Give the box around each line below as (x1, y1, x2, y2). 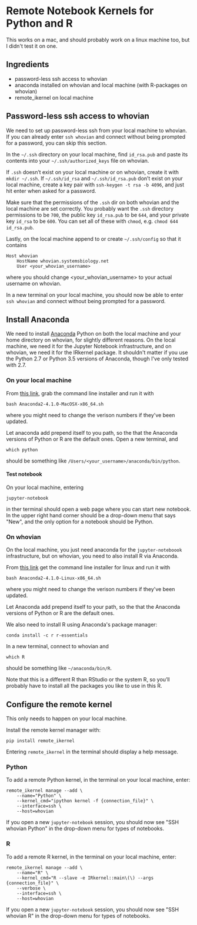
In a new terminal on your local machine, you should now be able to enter (6, 291, 183, 299)
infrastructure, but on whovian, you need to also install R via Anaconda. (6, 553, 179, 560)
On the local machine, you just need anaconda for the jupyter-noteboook (6, 546, 182, 553)
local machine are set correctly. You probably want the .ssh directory (6, 205, 174, 212)
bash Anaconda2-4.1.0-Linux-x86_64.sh (6, 575, 101, 582)
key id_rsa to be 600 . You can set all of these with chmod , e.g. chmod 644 (6, 217, 178, 225)
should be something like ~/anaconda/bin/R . (6, 665, 112, 672)
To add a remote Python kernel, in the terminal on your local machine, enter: (6, 776, 191, 783)
